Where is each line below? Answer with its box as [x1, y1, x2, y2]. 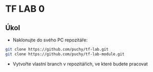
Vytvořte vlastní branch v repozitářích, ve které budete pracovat [12, 61, 148, 67]
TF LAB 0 [5, 3, 45, 15]
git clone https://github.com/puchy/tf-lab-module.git [5, 52, 125, 57]
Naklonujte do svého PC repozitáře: [12, 37, 88, 43]
